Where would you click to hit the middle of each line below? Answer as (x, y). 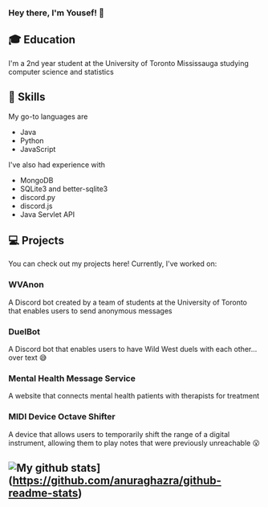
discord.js (36, 206)
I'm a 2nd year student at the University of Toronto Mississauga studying (128, 63)
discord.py (38, 197)
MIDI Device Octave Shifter (62, 417)
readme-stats (43, 493)
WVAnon (26, 284)
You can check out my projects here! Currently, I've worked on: (113, 264)
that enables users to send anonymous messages (90, 311)
